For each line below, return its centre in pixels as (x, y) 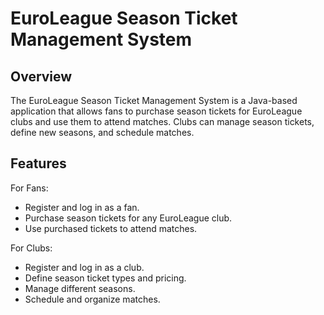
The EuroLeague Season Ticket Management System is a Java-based (154, 100)
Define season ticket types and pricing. (105, 278)
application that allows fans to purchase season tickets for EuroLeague (156, 111)
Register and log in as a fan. (82, 207)
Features (38, 163)
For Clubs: (31, 248)
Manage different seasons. (80, 288)
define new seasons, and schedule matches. (102, 132)
